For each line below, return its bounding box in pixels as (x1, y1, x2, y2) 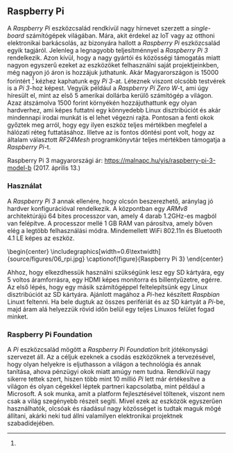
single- (190, 24, 212, 32)
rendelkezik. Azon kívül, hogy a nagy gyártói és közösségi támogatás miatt (7, 53, 221, 62)
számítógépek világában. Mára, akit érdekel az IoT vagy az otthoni (26, 31, 215, 40)
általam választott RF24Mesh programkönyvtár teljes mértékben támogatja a (7, 135, 226, 144)
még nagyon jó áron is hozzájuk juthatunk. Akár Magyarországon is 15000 (7, 68, 219, 76)
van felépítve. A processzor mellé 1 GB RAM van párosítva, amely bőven (7, 219, 213, 228)
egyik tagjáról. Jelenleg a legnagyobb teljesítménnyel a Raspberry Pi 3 (7, 46, 208, 54)
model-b (7, 164, 32, 172)
